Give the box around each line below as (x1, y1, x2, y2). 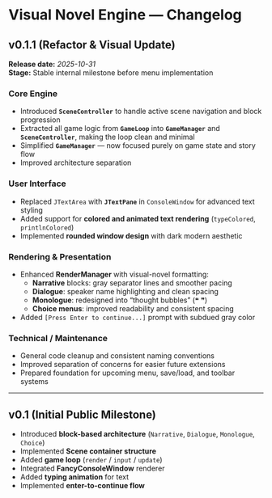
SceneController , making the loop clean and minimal (19, 132, 196, 142)
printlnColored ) (19, 222, 74, 232)
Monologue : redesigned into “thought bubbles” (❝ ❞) (32, 295, 208, 305)
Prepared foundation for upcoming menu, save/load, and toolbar (19, 368, 236, 378)
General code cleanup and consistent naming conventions (19, 351, 215, 361)
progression (19, 115, 61, 124)
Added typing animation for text (19, 472, 130, 482)
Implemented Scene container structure (19, 446, 156, 456)
